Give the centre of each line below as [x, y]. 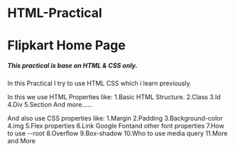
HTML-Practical [55, 13]
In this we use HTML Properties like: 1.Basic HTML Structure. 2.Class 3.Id [114, 97]
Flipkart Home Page [66, 46]
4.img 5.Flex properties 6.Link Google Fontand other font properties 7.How [116, 126]
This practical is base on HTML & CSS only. [72, 65]
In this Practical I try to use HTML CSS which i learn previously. [99, 84]
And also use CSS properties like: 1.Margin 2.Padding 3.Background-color [115, 118]
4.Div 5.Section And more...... [50, 105]
